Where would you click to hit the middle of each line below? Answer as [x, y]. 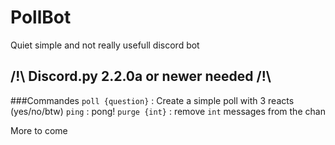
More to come [39, 130]
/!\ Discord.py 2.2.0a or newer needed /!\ [141, 76]
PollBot [41, 17]
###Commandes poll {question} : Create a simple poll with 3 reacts [152, 100]
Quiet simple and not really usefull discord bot [105, 45]
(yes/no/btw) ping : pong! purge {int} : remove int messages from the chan [168, 111]
